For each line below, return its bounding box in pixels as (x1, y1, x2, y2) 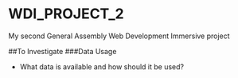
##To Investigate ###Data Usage (8, 46, 117, 56)
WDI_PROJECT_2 (8, 5, 125, 23)
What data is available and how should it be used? (19, 61, 185, 72)
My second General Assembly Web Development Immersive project (8, 31, 230, 41)
